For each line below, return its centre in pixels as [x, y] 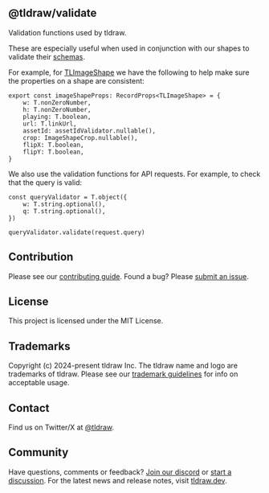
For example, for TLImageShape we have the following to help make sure [129, 72]
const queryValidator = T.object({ [68, 197]
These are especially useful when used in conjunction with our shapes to [129, 48]
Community [39, 452]
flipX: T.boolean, [53, 145]
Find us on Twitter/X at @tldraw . [61, 427]
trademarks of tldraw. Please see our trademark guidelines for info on [123, 374]
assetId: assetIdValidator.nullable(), [90, 131]
